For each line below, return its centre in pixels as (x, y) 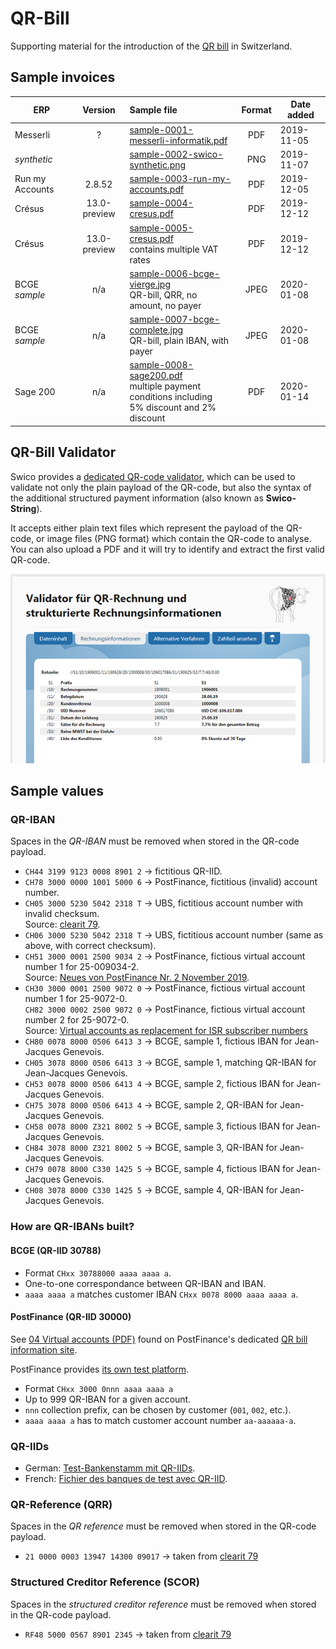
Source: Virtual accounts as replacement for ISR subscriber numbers (166, 1031)
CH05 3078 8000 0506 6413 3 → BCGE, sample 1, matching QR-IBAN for (170, 1063)
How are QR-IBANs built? (72, 1227)
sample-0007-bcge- (174, 319)
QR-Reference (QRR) (61, 1505)
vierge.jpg (150, 284)
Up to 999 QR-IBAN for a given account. (108, 1399)
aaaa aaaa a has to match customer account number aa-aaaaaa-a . (160, 1420)
